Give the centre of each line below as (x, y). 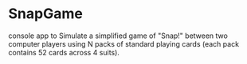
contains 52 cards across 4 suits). (64, 52)
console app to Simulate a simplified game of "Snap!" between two (118, 36)
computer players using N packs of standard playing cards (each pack (124, 43)
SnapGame (46, 14)
